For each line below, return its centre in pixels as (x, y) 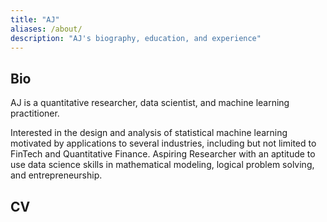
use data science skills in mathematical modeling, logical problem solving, (162, 165)
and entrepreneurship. (56, 175)
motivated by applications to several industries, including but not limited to (163, 143)
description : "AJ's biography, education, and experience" (136, 38)
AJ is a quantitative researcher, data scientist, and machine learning (150, 103)
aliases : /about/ (46, 29)
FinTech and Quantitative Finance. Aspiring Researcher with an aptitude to (163, 154)
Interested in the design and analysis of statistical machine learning (149, 133)
